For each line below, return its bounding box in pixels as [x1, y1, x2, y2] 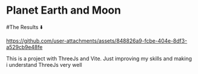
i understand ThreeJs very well [6, 61, 82, 68]
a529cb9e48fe [6, 43, 43, 50]
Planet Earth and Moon [6, 4, 121, 17]
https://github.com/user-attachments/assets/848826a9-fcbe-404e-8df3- [6, 37, 187, 44]
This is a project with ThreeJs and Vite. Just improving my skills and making [6, 54, 192, 62]
